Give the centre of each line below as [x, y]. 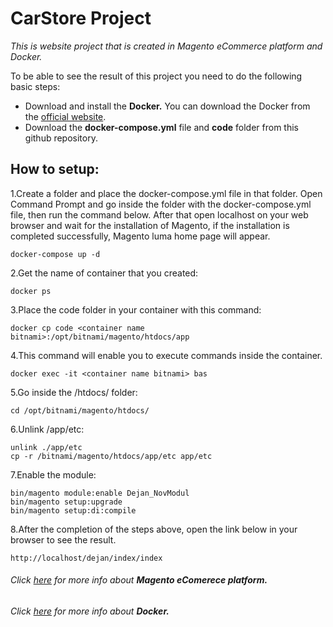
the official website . [65, 116]
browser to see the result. [63, 539]
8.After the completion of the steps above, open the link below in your [154, 529]
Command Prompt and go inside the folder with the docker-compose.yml [161, 204]
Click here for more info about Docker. [90, 611]
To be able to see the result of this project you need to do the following [156, 76]
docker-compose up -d [55, 254]
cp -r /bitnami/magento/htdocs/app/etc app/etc [111, 456]
